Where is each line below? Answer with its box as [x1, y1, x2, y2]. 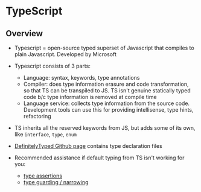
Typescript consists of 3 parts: [14, 62, 91, 69]
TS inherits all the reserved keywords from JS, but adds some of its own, [14, 124, 196, 131]
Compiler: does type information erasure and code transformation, [23, 80, 189, 88]
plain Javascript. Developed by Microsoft [14, 51, 117, 58]
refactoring [23, 113, 52, 120]
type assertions [23, 172, 63, 179]
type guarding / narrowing [23, 179, 89, 185]
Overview [5, 28, 43, 39]
